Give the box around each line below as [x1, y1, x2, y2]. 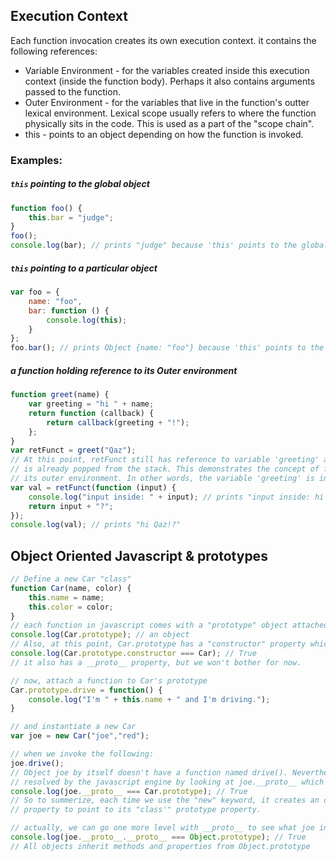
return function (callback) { [28, 408, 155, 418]
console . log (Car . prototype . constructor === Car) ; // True [10, 649, 257, 659]
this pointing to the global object [10, 178, 150, 190]
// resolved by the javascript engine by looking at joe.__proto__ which [10, 777, 325, 787]
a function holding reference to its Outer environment [10, 364, 238, 376]
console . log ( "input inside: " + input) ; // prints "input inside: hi [28, 492, 325, 502]
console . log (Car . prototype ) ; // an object [10, 630, 190, 640]
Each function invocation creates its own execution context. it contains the [10, 34, 317, 46]
